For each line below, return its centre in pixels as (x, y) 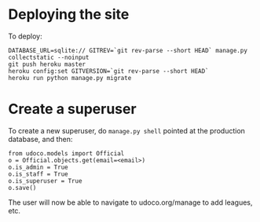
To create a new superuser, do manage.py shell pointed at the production (127, 130)
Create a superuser (72, 109)
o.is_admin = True (38, 167)
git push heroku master (47, 64)
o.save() (22, 187)
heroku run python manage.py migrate (70, 78)
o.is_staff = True (38, 174)
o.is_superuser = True (45, 181)
